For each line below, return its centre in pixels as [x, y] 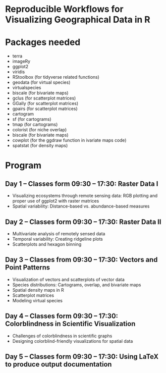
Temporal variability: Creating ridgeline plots [57, 239]
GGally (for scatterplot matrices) [45, 104]
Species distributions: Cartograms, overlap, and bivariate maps [77, 285]
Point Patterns [28, 268]
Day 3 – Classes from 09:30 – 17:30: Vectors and [81, 260]
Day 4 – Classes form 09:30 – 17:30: [62, 316]
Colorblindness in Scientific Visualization [70, 324]
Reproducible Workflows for [64, 9]
